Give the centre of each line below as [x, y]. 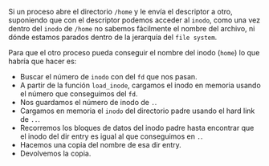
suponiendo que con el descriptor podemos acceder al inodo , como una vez [134, 20]
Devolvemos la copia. [55, 153]
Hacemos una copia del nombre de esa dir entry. [101, 145]
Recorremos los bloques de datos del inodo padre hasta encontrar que [137, 128]
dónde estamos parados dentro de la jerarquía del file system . [113, 37]
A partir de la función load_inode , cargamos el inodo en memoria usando [140, 85]
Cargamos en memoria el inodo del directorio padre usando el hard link [137, 111]
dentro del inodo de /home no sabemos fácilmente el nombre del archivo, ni [132, 28]
